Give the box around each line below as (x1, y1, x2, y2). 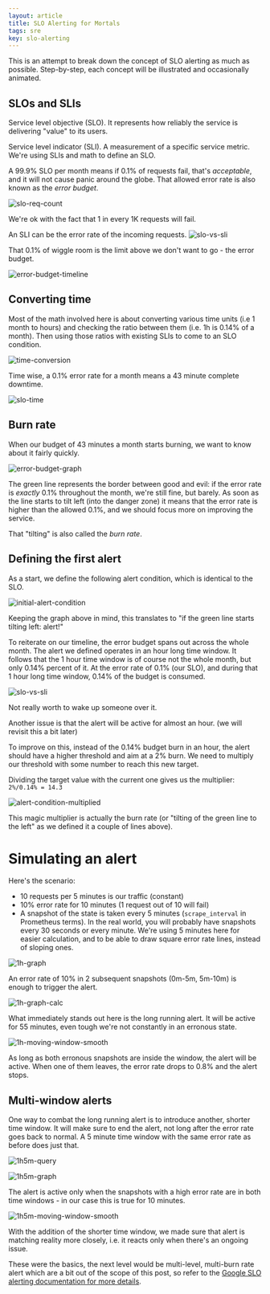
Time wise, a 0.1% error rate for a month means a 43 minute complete (8, 370, 239, 380)
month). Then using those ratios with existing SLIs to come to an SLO (8, 331, 237, 341)
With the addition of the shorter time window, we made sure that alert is (8, 1227, 245, 1237)
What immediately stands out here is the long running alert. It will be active (8, 1014, 256, 1023)
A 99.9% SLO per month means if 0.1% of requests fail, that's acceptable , (8, 166, 252, 176)
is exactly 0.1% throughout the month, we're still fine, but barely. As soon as (8, 488, 260, 497)
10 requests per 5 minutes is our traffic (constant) (19, 892, 184, 901)
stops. (8, 1070, 30, 1080)
